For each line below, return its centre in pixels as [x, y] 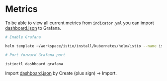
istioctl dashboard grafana [34, 64]
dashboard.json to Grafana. [33, 28]
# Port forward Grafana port [35, 55]
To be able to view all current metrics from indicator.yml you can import [80, 23]
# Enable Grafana [23, 37]
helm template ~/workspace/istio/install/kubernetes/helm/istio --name [81, 46]
